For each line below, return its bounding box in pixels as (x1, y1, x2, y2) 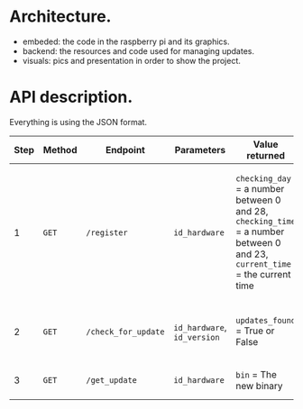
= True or (235, 324, 275, 337)
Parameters (174, 143, 226, 156)
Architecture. (9, 6, 112, 27)
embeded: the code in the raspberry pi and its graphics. (22, 36, 230, 47)
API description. (9, 87, 133, 107)
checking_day (235, 173, 291, 184)
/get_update (86, 375, 138, 385)
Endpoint (105, 143, 146, 156)
